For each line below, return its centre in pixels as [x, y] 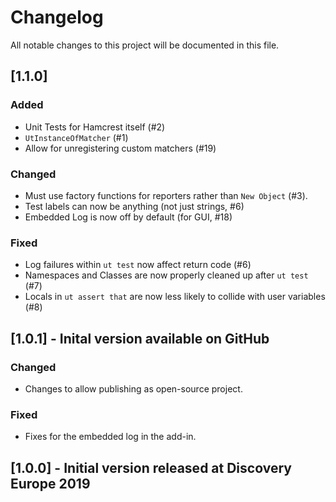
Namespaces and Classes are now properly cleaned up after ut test [166, 275]
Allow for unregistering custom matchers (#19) [120, 148]
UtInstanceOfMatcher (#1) [76, 137]
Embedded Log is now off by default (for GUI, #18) [128, 217]
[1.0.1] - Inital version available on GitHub [140, 338]
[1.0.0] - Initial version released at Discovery [151, 467]
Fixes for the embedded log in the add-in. [110, 437]
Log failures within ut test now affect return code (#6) [138, 265]
